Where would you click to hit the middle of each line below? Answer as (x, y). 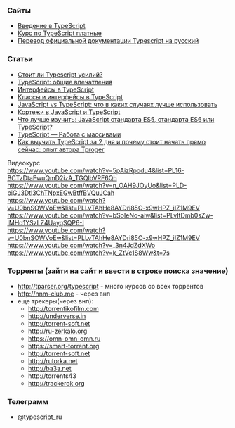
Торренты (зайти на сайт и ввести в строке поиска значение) (118, 271)
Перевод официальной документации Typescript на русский (108, 41)
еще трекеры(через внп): (55, 301)
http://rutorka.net (53, 360)
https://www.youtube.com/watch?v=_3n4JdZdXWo (81, 245)
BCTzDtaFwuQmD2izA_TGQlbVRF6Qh (62, 177)
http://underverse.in (57, 316)
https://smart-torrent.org (63, 346)
